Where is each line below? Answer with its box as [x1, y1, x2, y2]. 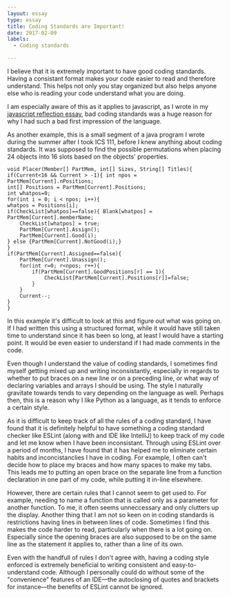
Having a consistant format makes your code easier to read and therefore [7, 74, 216, 83]
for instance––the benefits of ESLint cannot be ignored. [7, 583, 164, 590]
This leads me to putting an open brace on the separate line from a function [7, 468, 222, 476]
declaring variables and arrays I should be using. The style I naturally [7, 381, 203, 390]
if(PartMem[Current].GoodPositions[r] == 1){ [32, 268, 165, 275]
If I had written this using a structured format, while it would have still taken [7, 324, 221, 332]
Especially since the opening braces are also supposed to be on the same [7, 532, 217, 541]
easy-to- [172, 561, 197, 569]
